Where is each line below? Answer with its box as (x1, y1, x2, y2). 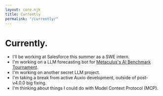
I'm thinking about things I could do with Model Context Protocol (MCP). (12, 85, 159, 91)
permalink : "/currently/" (5, 16, 58, 21)
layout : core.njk (5, 7, 41, 12)
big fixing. (26, 80, 47, 86)
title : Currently (5, 12, 41, 17)
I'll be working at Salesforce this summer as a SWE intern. (12, 54, 130, 60)
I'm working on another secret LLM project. (12, 69, 100, 75)
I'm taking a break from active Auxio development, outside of (12, 75, 136, 81)
